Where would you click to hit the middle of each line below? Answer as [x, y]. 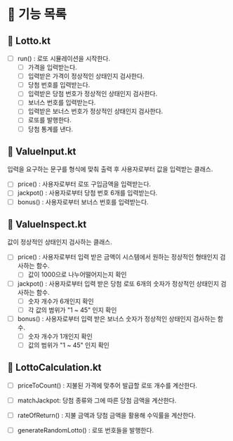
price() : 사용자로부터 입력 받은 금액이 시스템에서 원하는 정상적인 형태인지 [118, 257]
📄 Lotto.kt [29, 40]
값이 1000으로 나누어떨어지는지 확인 [77, 275]
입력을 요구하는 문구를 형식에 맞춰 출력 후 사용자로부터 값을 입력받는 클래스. [110, 169]
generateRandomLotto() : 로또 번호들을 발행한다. [86, 430]
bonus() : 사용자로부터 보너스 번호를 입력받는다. [83, 202]
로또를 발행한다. [49, 120]
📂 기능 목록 [37, 14]
